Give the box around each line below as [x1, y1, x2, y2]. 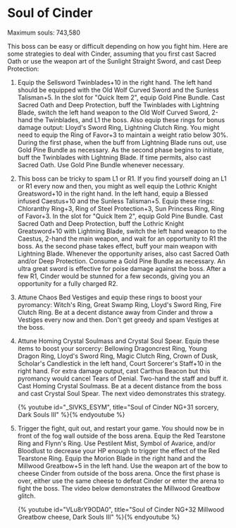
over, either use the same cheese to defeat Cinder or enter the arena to [17, 476, 224, 485]
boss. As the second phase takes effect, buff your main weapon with [17, 241, 218, 250]
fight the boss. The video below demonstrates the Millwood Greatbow [17, 484, 221, 492]
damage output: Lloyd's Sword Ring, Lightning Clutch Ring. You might [17, 123, 220, 131]
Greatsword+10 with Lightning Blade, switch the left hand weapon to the [17, 227, 228, 235]
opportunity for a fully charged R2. [17, 279, 118, 287]
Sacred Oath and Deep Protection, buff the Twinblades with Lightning [17, 100, 220, 109]
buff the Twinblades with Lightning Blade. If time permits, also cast [17, 153, 211, 162]
